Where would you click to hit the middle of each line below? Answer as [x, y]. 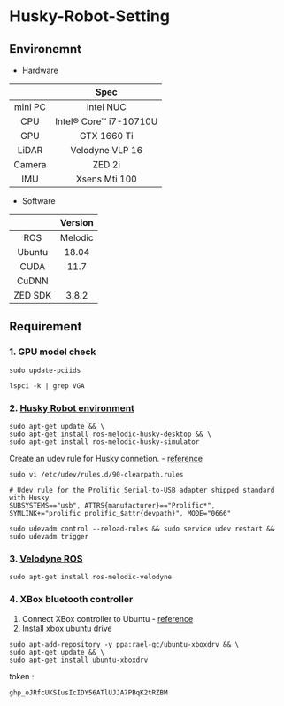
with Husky [29, 498]
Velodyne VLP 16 [107, 150]
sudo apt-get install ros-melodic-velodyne [91, 578]
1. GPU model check [53, 352]
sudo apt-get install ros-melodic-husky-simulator [104, 442]
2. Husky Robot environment [72, 407]
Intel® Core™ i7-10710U [107, 121]
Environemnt [46, 49]
